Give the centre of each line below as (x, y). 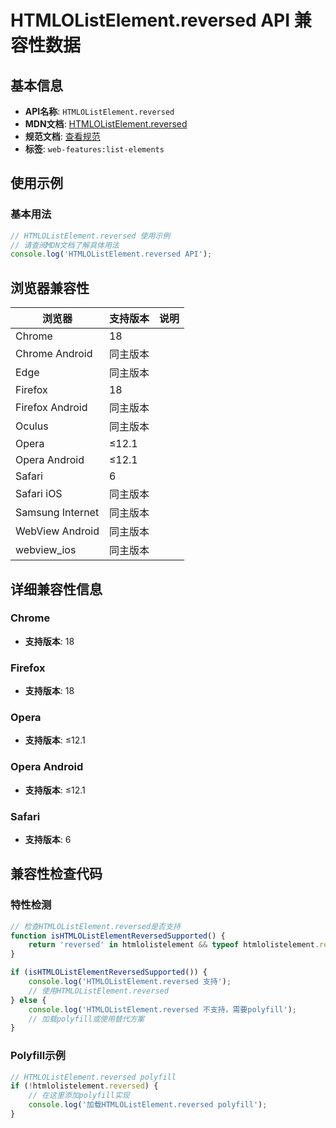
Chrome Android (54, 354)
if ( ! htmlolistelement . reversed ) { (84, 1086)
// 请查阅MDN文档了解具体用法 (65, 245)
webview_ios (46, 550)
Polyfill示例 (38, 1056)
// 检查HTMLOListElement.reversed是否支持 (95, 926)
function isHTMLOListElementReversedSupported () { (118, 936)
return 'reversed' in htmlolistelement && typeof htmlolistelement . (174, 945)
